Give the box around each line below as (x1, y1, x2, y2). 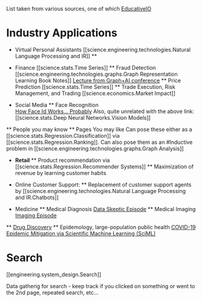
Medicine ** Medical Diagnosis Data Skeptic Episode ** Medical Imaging (14, 205, 196, 212)
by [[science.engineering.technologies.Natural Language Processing (14, 187, 186, 194)
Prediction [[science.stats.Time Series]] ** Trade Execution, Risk (14, 83, 176, 90)
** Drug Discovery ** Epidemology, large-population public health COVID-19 (6, 223, 196, 230)
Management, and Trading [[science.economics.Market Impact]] (14, 90, 176, 97)
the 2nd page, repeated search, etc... (6, 289, 99, 296)
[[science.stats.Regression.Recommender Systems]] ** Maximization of (14, 162, 194, 170)
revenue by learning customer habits (14, 169, 107, 176)
